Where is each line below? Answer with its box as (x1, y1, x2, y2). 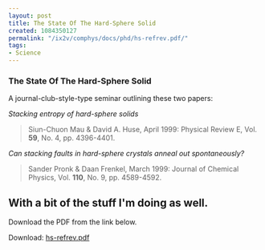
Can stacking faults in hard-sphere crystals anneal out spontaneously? (8, 149, 245, 159)
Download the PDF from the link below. (8, 217, 137, 227)
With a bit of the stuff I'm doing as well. (8, 196, 209, 209)
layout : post (8, 11, 52, 20)
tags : (8, 42, 26, 50)
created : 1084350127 (8, 26, 78, 34)
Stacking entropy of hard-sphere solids (8, 109, 139, 119)
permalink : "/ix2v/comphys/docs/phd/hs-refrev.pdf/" (8, 34, 189, 42)
